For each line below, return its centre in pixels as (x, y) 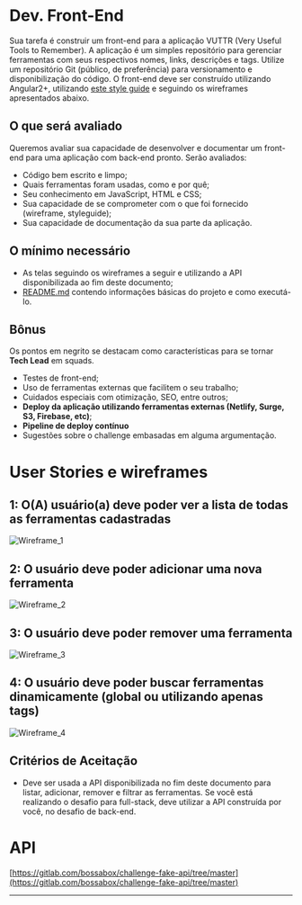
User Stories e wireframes (109, 472)
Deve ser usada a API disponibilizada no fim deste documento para (147, 783)
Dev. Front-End (67, 16)
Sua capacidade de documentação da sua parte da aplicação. (137, 222)
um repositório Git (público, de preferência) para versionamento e (131, 69)
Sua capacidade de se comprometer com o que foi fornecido (135, 203)
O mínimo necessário (70, 251)
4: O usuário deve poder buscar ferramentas (137, 683)
